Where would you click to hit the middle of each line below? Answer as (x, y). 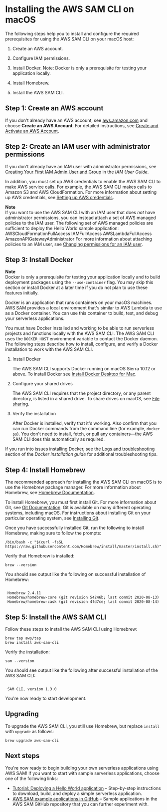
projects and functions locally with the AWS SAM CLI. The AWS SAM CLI (80, 333)
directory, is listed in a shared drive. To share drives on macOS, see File (86, 399)
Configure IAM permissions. (41, 58)
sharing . (21, 404)
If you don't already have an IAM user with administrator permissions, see (81, 166)
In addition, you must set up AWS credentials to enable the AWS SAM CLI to (83, 181)
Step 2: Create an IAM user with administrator (78, 146)
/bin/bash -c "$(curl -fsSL (34, 542)
